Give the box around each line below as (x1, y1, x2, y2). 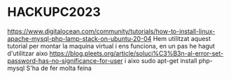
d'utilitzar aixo (7, 49, 48, 58)
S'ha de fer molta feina (26, 64, 92, 72)
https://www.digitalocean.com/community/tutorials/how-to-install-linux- (7, 27, 216, 35)
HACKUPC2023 (7, 4, 101, 20)
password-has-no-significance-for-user (7, 56, 123, 64)
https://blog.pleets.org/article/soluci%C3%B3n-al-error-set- (49, 49, 224, 58)
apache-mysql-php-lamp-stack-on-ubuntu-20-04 (7, 34, 152, 42)
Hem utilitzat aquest (153, 34, 211, 42)
